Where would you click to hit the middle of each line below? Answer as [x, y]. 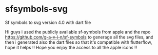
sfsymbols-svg [37, 9]
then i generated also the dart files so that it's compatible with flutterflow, [79, 42]
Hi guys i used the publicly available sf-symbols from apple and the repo [78, 32]
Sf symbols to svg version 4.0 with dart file [48, 22]
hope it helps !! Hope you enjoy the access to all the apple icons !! [71, 47]
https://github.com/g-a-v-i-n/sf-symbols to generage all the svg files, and [79, 37]
